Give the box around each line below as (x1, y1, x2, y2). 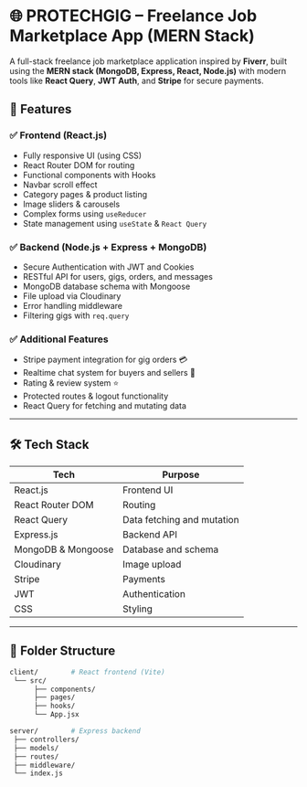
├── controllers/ (13, 735, 79, 744)
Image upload (122, 558, 182, 571)
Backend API (122, 528, 178, 541)
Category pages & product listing (22, 188, 148, 199)
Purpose (162, 468, 200, 481)
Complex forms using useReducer (22, 207, 147, 219)
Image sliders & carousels (22, 198, 121, 209)
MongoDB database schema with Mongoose (22, 281, 191, 292)
